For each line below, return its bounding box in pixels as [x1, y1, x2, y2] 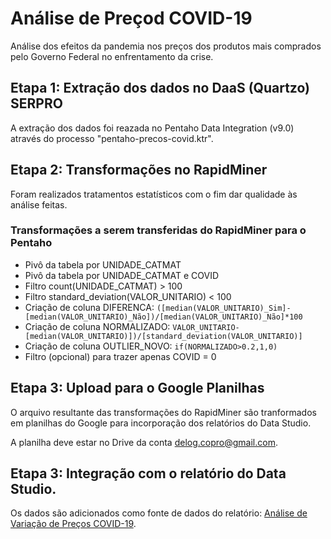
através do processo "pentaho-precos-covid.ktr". [10, 132, 214, 144]
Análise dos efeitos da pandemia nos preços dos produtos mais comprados [10, 40, 322, 52]
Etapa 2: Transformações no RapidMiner [10, 162, 268, 179]
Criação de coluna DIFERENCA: [24, 301, 155, 313]
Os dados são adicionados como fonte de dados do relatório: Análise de [10, 507, 308, 519]
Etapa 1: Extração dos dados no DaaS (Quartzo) [10, 80, 310, 97]
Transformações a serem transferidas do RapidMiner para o [10, 223, 307, 237]
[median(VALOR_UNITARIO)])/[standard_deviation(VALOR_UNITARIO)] [24, 331, 303, 341]
